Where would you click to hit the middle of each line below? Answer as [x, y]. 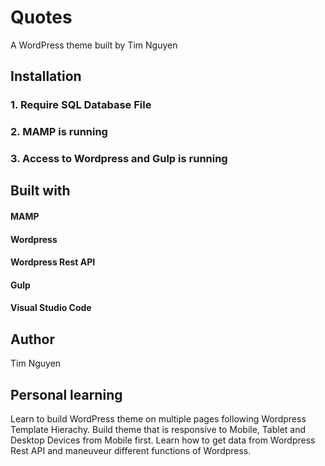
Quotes [41, 17]
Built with [40, 191]
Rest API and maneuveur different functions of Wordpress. [131, 451]
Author [32, 339]
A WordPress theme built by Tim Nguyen [94, 45]
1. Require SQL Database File [81, 105]
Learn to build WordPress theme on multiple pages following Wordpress [158, 419]
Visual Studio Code [51, 308]
